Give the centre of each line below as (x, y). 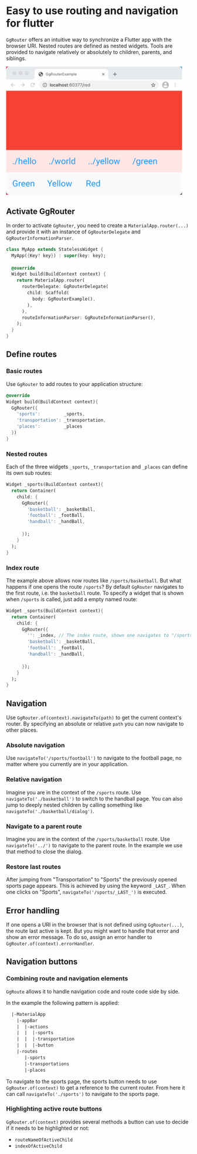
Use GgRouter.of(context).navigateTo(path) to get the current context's (94, 717)
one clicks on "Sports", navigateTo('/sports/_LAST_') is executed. (86, 892)
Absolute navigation (35, 745)
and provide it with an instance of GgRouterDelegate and (73, 232)
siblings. (16, 58)
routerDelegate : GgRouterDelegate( (65, 287)
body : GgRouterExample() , (64, 299)
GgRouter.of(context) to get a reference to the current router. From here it (96, 1088)
